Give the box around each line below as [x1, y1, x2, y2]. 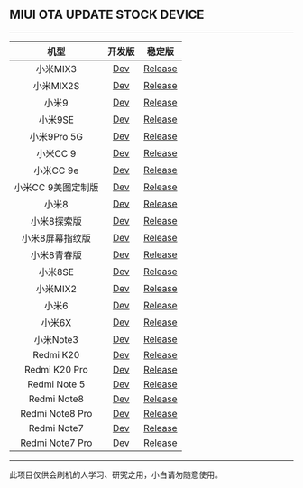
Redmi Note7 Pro [20, 437, 93, 449]
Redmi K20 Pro [23, 363, 88, 375]
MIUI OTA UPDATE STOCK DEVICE [9, 7, 205, 23]
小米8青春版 [30, 248, 83, 261]
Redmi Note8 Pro [20, 407, 93, 419]
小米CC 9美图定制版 [14, 180, 99, 193]
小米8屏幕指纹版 [21, 232, 92, 244]
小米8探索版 [30, 215, 83, 227]
